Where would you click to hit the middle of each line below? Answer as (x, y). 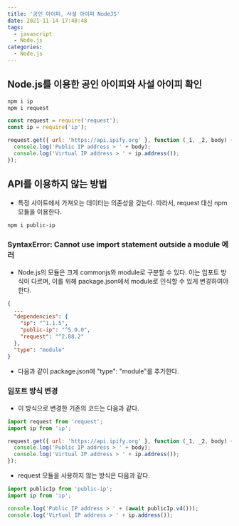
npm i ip (20, 101)
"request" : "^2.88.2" (52, 337)
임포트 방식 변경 (33, 391)
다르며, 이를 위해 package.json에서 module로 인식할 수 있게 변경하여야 (130, 281)
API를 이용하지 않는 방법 (57, 184)
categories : (25, 47)
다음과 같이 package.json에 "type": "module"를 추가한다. (98, 371)
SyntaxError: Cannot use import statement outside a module (114, 244)
